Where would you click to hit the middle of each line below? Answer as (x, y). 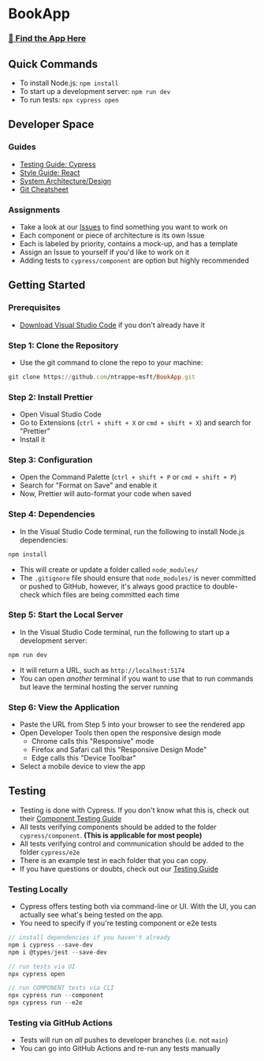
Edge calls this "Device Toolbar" (84, 758)
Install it (32, 439)
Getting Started (47, 285)
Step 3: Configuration (50, 460)
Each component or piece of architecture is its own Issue (112, 235)
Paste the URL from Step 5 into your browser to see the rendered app (132, 724)
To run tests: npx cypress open (69, 99)
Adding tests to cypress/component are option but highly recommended (134, 260)
